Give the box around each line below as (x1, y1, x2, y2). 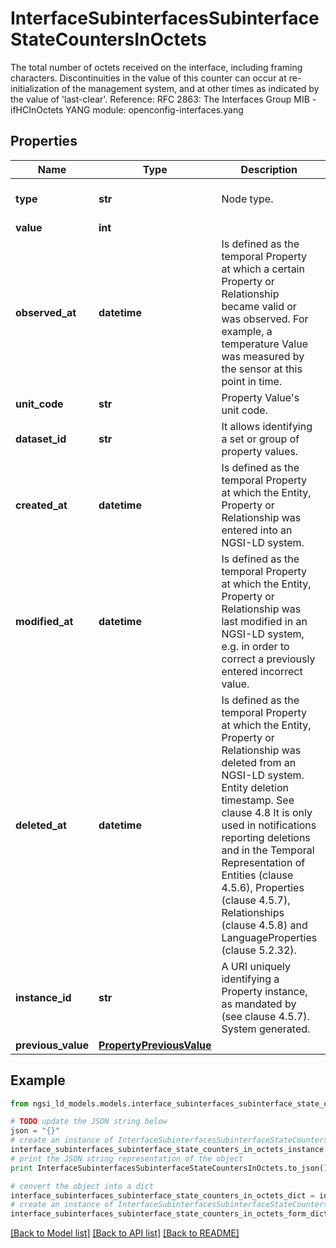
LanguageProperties (221, 930, 318, 944)
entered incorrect (221, 664, 303, 678)
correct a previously (221, 652, 316, 666)
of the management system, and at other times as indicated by (61, 82, 320, 94)
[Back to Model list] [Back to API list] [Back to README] (10, 1227, 240, 1239)
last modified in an (221, 614, 308, 628)
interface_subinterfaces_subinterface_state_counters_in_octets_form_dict (10, 1209, 329, 1219)
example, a (221, 324, 273, 338)
